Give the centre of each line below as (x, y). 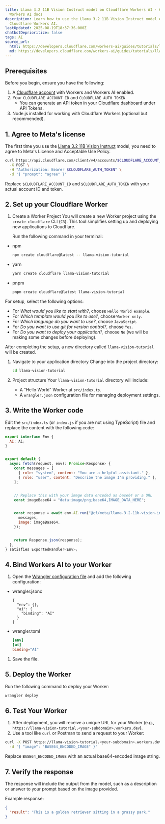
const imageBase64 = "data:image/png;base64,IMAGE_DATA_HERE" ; (80, 500)
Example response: (25, 799)
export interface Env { (29, 437)
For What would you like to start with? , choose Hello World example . (81, 311)
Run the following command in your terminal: (57, 236)
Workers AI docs (26, 14)
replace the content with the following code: (50, 427)
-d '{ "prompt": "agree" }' (38, 174)
